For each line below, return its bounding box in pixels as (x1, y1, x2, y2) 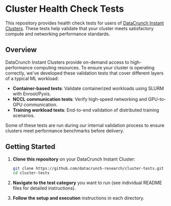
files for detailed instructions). (12, 185, 76, 191)
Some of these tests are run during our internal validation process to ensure (5, 122, 165, 128)
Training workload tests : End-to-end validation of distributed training (12, 107, 159, 113)
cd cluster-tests (12, 170, 50, 176)
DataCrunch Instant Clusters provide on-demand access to (5, 59, 129, 65)
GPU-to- (148, 96, 166, 102)
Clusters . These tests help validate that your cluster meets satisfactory (5, 25, 154, 31)
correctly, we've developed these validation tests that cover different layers (5, 70, 164, 76)
